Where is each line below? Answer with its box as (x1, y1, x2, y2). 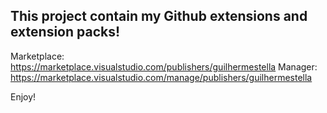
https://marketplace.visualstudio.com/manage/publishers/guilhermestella (10, 71, 313, 83)
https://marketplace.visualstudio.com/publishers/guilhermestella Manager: (10, 60, 318, 73)
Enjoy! (10, 90, 37, 103)
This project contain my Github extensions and (10, 8, 308, 25)
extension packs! (10, 24, 121, 41)
